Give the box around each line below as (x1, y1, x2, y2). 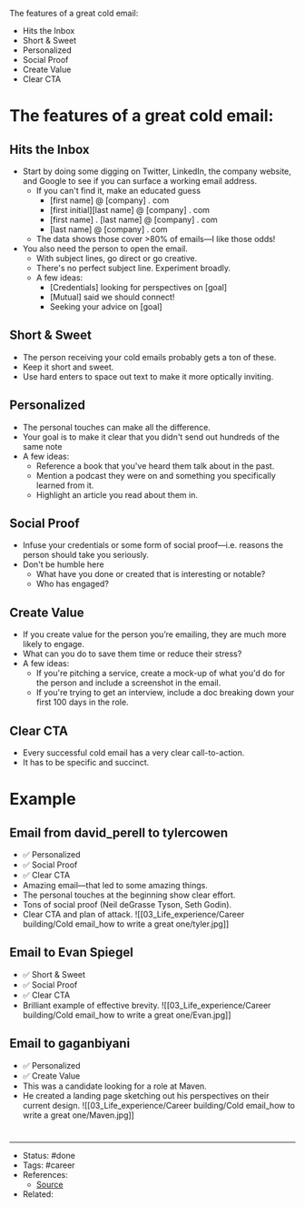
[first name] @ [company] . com (49, 195, 170, 206)
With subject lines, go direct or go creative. (35, 253, 198, 263)
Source (35, 1179, 64, 1190)
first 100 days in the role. (35, 696, 129, 708)
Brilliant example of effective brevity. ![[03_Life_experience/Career (22, 999, 271, 1010)
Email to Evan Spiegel (9, 945, 133, 960)
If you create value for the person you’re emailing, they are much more (22, 629, 287, 640)
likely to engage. (22, 639, 84, 650)
